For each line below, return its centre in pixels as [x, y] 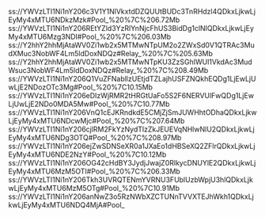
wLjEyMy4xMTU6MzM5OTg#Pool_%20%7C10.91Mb [94, 188]
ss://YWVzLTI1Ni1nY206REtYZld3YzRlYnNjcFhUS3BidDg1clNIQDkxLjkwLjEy [131, 28]
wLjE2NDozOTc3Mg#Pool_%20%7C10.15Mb [80, 87]
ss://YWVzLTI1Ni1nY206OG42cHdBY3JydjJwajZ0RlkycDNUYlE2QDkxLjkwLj [132, 163]
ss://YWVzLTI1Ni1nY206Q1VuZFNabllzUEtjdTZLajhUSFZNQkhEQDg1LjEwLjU [132, 79]
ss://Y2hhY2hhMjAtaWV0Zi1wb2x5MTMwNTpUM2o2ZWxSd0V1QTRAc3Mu [131, 45]
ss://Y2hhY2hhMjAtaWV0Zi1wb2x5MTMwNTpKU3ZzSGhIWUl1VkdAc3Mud [131, 62]
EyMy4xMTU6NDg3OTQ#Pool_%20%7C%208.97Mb [95, 137]
